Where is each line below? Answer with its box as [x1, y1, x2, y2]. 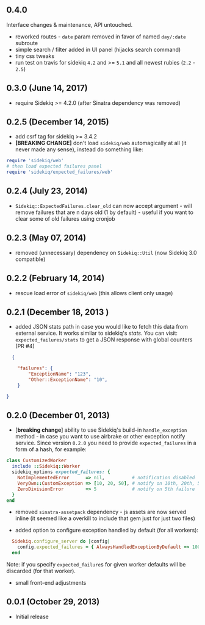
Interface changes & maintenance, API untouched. [6, 21, 133, 28]
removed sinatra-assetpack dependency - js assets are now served [15, 509, 187, 516]
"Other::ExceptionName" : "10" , [28, 376, 108, 383]
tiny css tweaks [15, 52, 55, 60]
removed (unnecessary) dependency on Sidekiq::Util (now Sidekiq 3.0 [15, 249, 197, 256]
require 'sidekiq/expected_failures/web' [6, 169, 113, 176]
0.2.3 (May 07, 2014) [6, 233, 87, 243]
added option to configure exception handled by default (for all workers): [15, 527, 199, 534]
